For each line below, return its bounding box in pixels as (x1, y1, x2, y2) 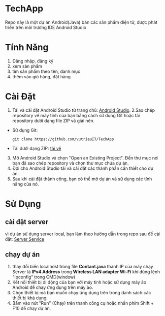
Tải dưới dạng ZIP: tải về (12, 145, 62, 151)
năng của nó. (12, 181, 39, 187)
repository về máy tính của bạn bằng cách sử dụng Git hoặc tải (12, 112, 140, 118)
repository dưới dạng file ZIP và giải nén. (12, 118, 95, 124)
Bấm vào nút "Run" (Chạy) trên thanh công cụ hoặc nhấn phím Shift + (12, 300, 154, 306)
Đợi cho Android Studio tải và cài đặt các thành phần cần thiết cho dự (12, 165, 154, 171)
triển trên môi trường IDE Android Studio (5, 24, 87, 30)
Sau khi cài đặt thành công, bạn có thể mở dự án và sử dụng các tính (12, 176, 152, 182)
